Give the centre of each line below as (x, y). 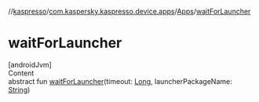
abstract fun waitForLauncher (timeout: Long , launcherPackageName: (120, 81)
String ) (19, 89)
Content (21, 73)
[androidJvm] (30, 64)
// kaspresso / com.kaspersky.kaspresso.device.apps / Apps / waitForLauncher (129, 11)
